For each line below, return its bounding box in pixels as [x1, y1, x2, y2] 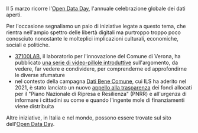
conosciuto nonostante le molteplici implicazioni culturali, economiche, [6, 35, 179, 42]
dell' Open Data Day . [6, 121, 55, 127]
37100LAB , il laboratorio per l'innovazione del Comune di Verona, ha [14, 53, 181, 59]
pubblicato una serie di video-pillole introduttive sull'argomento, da [14, 59, 178, 66]
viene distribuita [14, 103, 54, 109]
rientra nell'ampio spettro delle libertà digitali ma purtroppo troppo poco [6, 29, 181, 36]
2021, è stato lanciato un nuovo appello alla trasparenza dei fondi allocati [14, 84, 192, 91]
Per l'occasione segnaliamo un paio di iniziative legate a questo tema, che [6, 23, 186, 29]
